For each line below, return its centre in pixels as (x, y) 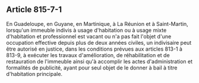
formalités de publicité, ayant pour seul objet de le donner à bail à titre (92, 68)
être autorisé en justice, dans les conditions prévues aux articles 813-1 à (94, 49)
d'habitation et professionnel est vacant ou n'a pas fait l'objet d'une (89, 36)
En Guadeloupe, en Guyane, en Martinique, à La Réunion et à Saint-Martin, (97, 24)
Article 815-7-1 (34, 10)
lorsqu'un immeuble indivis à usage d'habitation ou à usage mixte (86, 30)
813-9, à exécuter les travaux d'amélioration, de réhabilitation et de (88, 55)
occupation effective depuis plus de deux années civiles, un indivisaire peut (99, 42)
